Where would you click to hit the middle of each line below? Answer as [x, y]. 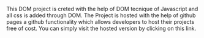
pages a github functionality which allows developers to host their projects [100, 22]
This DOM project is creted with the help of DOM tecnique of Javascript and [102, 9]
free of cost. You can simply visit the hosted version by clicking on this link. [101, 28]
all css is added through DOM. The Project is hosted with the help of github [101, 15]
